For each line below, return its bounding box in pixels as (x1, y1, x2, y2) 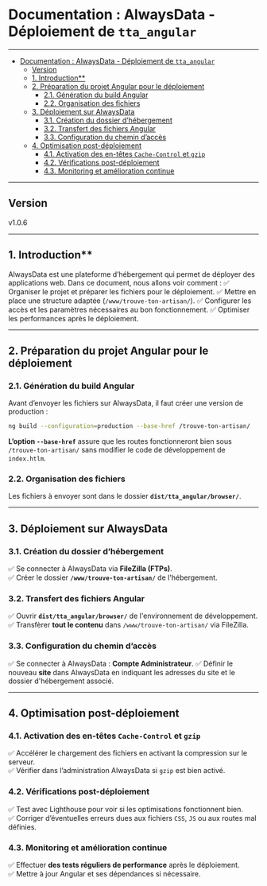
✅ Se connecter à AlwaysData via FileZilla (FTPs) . (8, 564, 172, 573)
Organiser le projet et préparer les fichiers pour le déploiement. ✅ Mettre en (8, 286, 257, 296)
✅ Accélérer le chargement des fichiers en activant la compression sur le (8, 748, 248, 758)
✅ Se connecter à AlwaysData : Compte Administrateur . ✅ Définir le (8, 659, 233, 668)
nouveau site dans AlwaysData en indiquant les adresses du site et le (8, 667, 236, 677)
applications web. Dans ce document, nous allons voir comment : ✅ (8, 278, 230, 287)
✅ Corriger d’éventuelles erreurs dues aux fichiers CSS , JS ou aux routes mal (8, 813, 257, 822)
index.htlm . (8, 453, 46, 463)
